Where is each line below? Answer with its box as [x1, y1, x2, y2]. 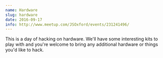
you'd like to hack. [5, 47, 44, 53]
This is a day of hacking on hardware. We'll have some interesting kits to [5, 36, 158, 42]
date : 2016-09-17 [5, 17, 43, 22]
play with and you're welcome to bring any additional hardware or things [5, 42, 158, 48]
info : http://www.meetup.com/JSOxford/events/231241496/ [5, 22, 130, 27]
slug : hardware [5, 12, 38, 17]
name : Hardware [5, 7, 38, 13]
